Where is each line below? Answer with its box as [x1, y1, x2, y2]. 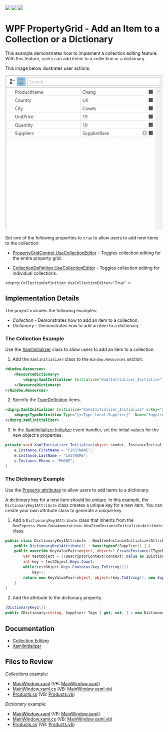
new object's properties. [12, 432, 63, 438]
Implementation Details [5, 294, 79, 303]
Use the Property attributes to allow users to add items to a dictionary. [5, 487, 150, 493]
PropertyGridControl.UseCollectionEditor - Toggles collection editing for [12, 250, 161, 256]
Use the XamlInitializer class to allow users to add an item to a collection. [5, 346, 155, 352]
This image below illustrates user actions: [5, 65, 91, 71]
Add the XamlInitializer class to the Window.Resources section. [12, 356, 143, 362]
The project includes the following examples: [5, 307, 97, 313]
